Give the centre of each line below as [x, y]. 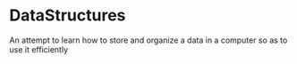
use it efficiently [39, 49]
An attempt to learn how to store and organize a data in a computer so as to [148, 40]
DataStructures [68, 16]
